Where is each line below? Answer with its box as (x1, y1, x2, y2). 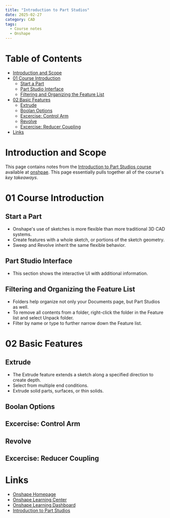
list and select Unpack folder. (12, 314, 74, 320)
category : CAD (5, 17, 36, 22)
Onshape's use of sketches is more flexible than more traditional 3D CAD (12, 225, 165, 232)
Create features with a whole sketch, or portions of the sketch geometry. (12, 237, 165, 243)
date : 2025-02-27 (5, 12, 42, 17)
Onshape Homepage (12, 491, 56, 497)
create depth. (12, 377, 41, 383)
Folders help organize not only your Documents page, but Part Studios (12, 298, 160, 305)
